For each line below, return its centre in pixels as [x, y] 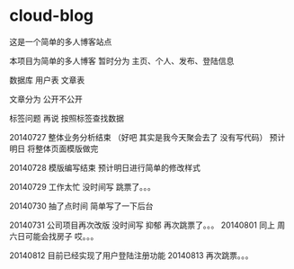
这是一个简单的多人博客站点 [61, 41]
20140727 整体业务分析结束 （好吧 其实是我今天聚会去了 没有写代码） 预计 [147, 137]
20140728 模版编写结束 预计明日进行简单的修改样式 [105, 167]
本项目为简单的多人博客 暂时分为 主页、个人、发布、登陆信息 [122, 60]
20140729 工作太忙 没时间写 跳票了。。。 [82, 186]
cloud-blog [52, 16]
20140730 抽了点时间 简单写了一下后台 [81, 206]
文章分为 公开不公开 [46, 99]
